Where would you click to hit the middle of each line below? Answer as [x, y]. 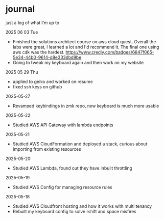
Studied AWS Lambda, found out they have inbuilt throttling [72, 168]
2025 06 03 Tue [22, 32]
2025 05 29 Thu [22, 72]
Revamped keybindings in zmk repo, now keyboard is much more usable [86, 106]
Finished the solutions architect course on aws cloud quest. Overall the [84, 41]
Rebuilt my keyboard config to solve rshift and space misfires [74, 211]
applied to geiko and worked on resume [53, 82]
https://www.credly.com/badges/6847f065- [110, 52]
